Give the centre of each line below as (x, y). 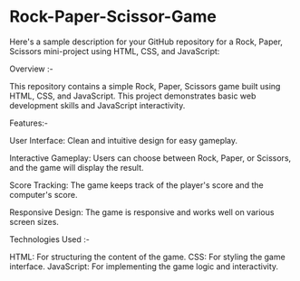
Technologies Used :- (50, 239)
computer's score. (44, 194)
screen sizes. (34, 221)
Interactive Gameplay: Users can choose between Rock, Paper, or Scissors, (150, 158)
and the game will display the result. (77, 167)
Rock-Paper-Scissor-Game (113, 17)
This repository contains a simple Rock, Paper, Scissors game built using (145, 86)
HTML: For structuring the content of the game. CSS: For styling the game (147, 257)
